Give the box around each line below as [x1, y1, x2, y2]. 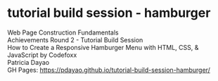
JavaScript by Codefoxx [7, 51, 77, 59]
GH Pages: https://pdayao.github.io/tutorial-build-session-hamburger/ [7, 66, 211, 74]
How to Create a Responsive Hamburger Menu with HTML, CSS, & [7, 43, 199, 51]
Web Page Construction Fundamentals [7, 28, 119, 37]
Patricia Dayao [7, 58, 50, 66]
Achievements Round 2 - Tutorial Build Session [7, 35, 143, 44]
